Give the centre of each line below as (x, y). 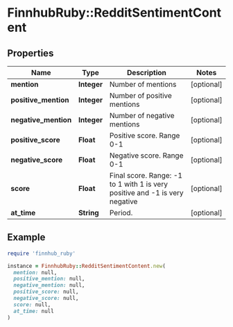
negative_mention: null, (49, 285)
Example (26, 237)
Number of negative (142, 116)
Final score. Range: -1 (146, 175)
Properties (31, 53)
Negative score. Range (146, 156)
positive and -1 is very (146, 193)
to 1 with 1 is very (139, 184)
